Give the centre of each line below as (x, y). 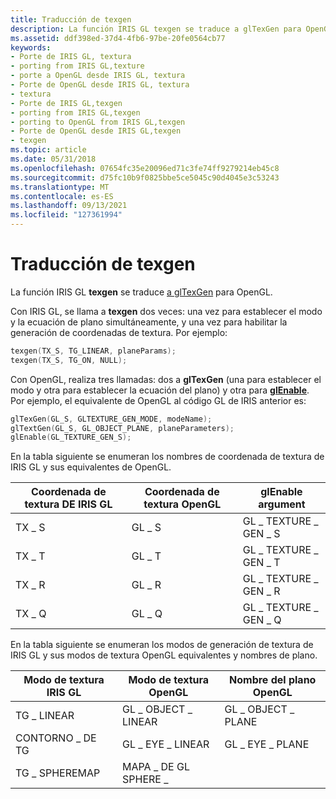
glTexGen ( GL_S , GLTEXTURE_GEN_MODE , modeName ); (111, 419)
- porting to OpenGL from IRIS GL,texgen (98, 122)
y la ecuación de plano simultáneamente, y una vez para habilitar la (149, 322)
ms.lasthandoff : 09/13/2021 (69, 206)
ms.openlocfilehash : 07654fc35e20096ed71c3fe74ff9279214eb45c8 (145, 168)
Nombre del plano (273, 680)
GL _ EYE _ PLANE (267, 744)
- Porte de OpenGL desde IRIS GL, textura (100, 85)
